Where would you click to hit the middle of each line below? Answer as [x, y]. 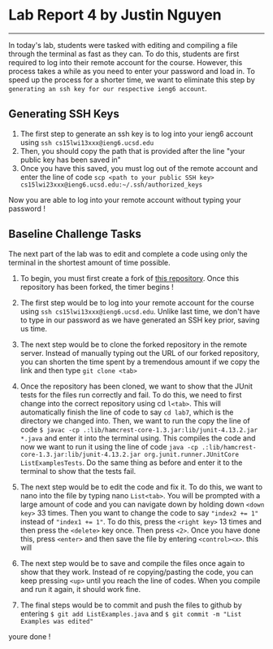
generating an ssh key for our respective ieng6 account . [108, 88]
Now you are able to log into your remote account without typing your [125, 200]
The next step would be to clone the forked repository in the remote [134, 344]
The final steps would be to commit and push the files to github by [131, 605]
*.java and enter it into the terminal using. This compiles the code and [138, 438]
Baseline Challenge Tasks [75, 234]
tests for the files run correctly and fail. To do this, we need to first [131, 395]
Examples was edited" [56, 621]
